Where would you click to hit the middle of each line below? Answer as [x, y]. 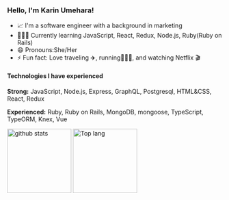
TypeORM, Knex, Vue [37, 119]
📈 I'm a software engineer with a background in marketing [99, 25]
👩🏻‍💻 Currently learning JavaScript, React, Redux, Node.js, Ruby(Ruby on [119, 36]
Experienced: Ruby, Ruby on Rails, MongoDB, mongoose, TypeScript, [105, 112]
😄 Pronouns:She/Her [47, 50]
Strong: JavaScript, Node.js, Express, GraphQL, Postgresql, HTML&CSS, [109, 91]
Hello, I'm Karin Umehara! [51, 10]
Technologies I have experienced [55, 76]
